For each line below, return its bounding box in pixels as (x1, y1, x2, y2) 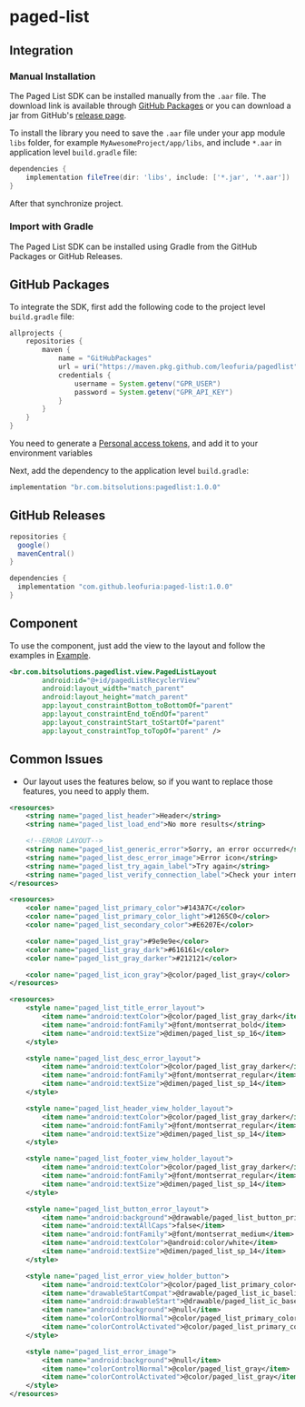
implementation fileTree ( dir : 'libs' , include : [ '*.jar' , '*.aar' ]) (25, 173, 290, 182)
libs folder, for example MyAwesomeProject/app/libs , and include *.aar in (9, 136, 282, 147)
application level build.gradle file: (9, 146, 138, 157)
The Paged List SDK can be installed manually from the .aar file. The (9, 90, 267, 101)
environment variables (9, 447, 93, 458)
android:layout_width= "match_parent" (42, 684, 184, 693)
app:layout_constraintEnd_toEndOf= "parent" (42, 709, 209, 719)
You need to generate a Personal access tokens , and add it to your (9, 438, 259, 449)
